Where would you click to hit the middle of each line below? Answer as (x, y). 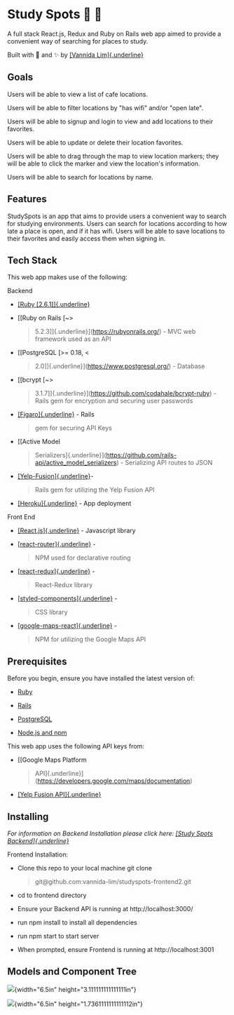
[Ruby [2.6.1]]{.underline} (54, 304)
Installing (28, 816)
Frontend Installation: (38, 854)
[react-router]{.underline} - (56, 544)
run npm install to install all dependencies (77, 922)
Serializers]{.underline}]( (70, 455)
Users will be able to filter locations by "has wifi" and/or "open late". (105, 107)
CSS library (51, 612)
